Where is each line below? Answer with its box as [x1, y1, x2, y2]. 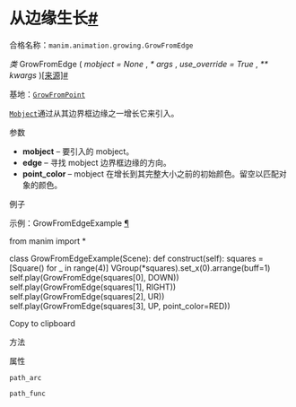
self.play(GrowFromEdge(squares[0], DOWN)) [9, 272, 179, 282]
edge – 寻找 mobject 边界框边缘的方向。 [22, 157, 172, 168]
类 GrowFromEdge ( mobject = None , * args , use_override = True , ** [9, 58, 269, 69]
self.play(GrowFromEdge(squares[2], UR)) [9, 290, 165, 301]
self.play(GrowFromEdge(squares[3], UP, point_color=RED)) [9, 300, 231, 311]
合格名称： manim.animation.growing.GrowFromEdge [9, 39, 194, 50]
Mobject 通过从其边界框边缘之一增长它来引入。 [9, 108, 179, 118]
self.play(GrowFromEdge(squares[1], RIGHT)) [9, 281, 177, 292]
